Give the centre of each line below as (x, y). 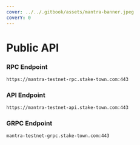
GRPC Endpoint (29, 123)
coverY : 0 (19, 18)
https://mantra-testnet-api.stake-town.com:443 (68, 108)
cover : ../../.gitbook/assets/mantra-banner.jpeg (70, 12)
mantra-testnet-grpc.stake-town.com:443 (58, 136)
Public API (33, 48)
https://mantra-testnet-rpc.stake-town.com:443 (68, 79)
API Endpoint (26, 95)
